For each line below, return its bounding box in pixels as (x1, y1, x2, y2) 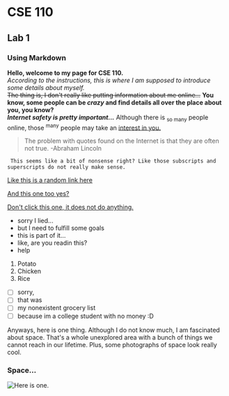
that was (17, 296, 42, 304)
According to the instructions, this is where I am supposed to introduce (7, 76, 211, 84)
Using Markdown (7, 53, 66, 63)
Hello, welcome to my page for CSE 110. (7, 68, 124, 77)
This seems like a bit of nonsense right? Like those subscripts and (10, 158, 216, 165)
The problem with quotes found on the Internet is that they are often (24, 137, 219, 145)
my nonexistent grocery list (17, 304, 96, 312)
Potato (17, 259, 37, 268)
